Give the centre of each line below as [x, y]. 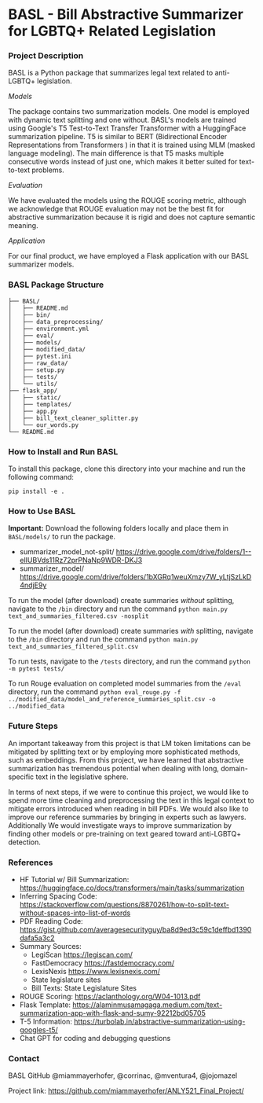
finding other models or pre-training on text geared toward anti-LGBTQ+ [125, 833]
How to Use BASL [42, 511]
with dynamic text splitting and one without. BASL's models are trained [122, 120]
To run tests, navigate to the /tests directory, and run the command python [130, 661]
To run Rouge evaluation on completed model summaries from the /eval [125, 684]
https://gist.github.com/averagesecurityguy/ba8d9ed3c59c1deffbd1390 [135, 929]
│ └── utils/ [33, 384]
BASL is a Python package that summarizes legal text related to [111, 73]
